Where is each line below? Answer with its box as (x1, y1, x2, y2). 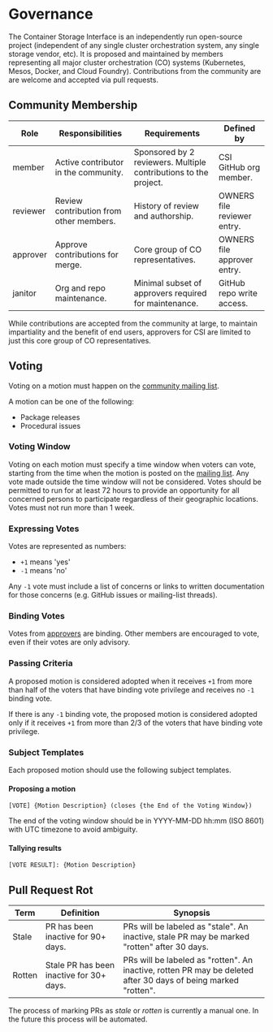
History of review (133, 200, 199, 211)
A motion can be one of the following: (8, 396, 134, 406)
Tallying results (8, 843, 63, 853)
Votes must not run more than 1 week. (8, 503, 136, 512)
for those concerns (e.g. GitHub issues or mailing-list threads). (8, 590, 218, 600)
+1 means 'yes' (19, 557, 71, 567)
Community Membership (8, 98, 138, 112)
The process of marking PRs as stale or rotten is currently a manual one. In (8, 1006, 259, 1016)
